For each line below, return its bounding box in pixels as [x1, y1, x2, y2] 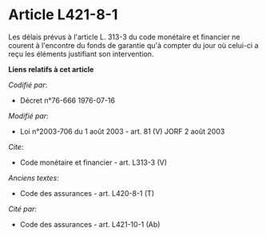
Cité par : [8, 204, 38, 214]
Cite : [8, 142, 24, 151]
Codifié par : [8, 80, 48, 90]
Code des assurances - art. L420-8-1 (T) [19, 188, 154, 198]
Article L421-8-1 [8, 6, 118, 24]
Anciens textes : [8, 173, 60, 182]
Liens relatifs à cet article [8, 64, 94, 74]
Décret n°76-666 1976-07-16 [19, 95, 116, 105]
